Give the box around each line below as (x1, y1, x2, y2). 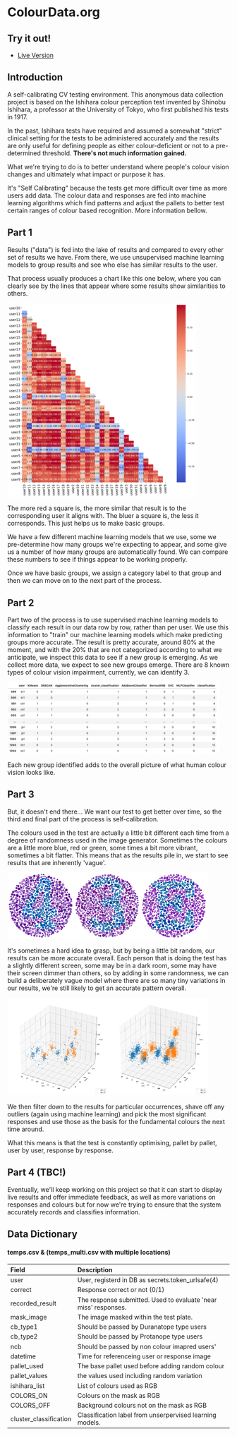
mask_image (10, 1313, 47, 1321)
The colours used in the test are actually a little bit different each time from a (7, 828, 229, 837)
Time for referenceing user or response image (77, 1352, 212, 1360)
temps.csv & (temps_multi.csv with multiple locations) (7, 1248, 171, 1256)
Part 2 (7, 597, 35, 609)
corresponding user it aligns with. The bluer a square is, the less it (7, 512, 199, 520)
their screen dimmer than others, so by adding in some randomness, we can (7, 968, 229, 977)
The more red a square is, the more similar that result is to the (7, 504, 187, 512)
